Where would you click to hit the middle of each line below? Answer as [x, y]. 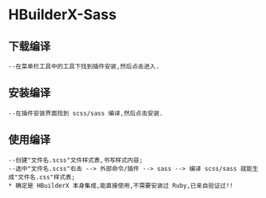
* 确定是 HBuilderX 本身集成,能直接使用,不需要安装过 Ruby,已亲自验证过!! [121, 185]
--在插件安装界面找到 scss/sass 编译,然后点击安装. [86, 113]
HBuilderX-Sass [63, 15]
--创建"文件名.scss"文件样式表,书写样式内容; [75, 160]
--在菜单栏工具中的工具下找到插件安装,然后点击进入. [84, 66]
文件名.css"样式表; [47, 177]
